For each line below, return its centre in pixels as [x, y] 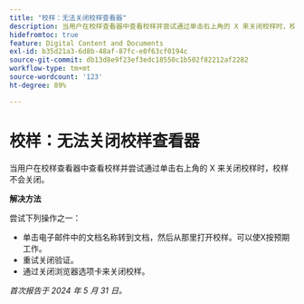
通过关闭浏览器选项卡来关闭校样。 [86, 271]
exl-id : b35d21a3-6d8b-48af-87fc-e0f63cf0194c [99, 52]
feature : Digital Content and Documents [87, 43]
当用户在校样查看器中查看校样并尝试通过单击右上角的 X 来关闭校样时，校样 [149, 168]
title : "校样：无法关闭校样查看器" [68, 18]
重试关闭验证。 [50, 260]
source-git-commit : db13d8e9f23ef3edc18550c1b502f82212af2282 [129, 60]
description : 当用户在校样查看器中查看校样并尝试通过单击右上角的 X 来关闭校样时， [150, 26]
